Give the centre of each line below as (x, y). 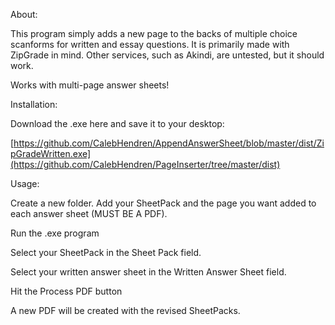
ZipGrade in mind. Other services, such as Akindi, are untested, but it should (167, 55)
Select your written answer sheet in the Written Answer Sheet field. (148, 272)
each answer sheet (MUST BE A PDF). (89, 213)
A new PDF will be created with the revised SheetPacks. (125, 310)
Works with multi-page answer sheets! (90, 85)
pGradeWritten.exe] (51, 153)
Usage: (25, 183)
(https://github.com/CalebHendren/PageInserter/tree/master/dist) (145, 164)
